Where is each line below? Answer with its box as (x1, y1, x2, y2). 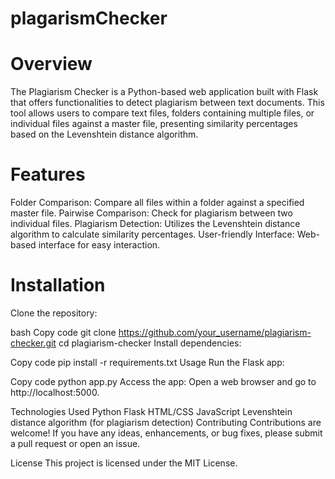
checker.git (10, 337, 57, 349)
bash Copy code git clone (10, 327, 117, 338)
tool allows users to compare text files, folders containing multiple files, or (10, 107, 315, 119)
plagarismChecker (10, 7, 168, 30)
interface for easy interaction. (38, 239, 161, 251)
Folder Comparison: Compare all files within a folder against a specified (10, 197, 305, 209)
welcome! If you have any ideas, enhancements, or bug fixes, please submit (10, 427, 323, 439)
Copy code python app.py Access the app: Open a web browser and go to (10, 376, 317, 387)
